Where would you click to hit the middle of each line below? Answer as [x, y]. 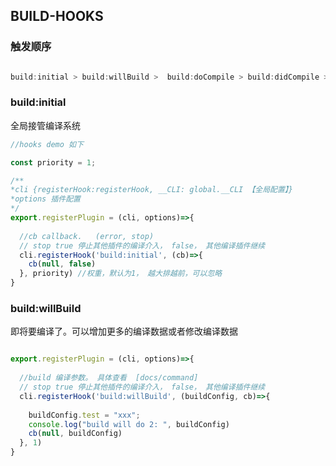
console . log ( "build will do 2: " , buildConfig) [129, 424]
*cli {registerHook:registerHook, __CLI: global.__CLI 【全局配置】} [151, 190]
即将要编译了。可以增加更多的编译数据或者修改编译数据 [124, 331]
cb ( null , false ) [62, 264]
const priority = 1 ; [53, 162]
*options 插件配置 [45, 199]
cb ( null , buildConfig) [75, 434]
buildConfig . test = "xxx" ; [84, 415]
